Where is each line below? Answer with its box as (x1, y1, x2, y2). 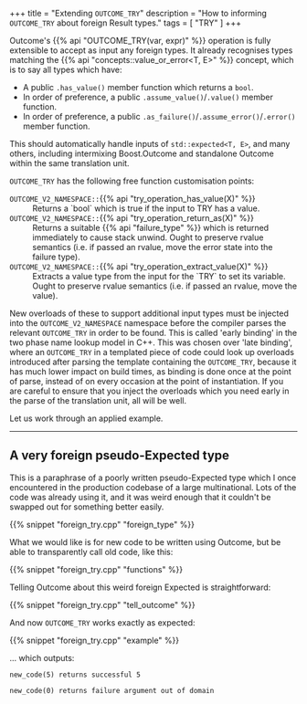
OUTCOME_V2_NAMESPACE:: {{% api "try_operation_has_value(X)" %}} (9, 194, 256, 204)
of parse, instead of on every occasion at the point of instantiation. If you (9, 376, 284, 386)
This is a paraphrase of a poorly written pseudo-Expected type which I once (9, 472, 297, 483)
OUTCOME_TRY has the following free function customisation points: (9, 175, 255, 186)
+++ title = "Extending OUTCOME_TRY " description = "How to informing (9, 8, 268, 18)
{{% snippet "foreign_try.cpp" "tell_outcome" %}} (9, 599, 196, 610)
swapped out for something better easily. (9, 501, 164, 512)
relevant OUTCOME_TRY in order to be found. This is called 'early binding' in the (9, 328, 298, 338)
